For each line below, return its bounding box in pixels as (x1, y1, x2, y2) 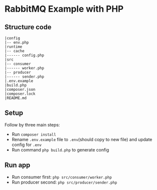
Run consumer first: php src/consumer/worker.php (11, 174, 112, 180)
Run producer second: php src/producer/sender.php (11, 179, 117, 185)
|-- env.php (4, 40, 29, 45)
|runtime (4, 44, 22, 49)
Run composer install (11, 131, 56, 137)
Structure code (4, 23, 52, 31)
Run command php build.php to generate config (11, 147, 110, 152)
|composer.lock (4, 91, 36, 96)
